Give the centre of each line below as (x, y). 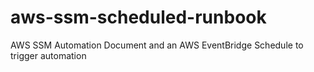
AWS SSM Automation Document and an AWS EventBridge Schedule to (157, 45)
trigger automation (48, 55)
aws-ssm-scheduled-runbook (138, 17)
